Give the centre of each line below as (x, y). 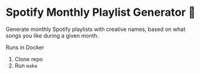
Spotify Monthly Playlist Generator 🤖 (101, 12)
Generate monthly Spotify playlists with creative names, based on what (96, 29)
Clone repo (29, 59)
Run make (26, 66)
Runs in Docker (25, 47)
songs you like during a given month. (52, 35)
